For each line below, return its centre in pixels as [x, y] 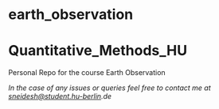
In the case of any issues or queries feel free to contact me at [109, 88]
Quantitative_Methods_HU [98, 51]
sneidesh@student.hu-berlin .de [60, 96]
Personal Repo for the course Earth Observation [87, 73]
